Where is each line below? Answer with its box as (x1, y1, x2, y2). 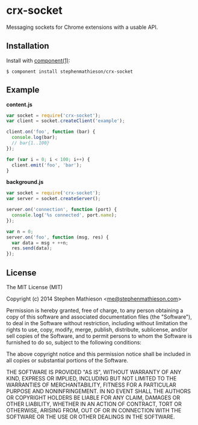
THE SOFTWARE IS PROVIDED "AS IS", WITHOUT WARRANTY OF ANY (6, 368, 182, 376)
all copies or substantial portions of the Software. (6, 357, 128, 364)
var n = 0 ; (6, 228, 34, 234)
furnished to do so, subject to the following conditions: (6, 339, 141, 346)
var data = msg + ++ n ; (11, 240, 69, 246)
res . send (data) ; (11, 245, 52, 251)
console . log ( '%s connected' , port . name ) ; (11, 212, 117, 218)
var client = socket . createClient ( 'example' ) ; (6, 118, 125, 124)
